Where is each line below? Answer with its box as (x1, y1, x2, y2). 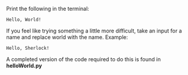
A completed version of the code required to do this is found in (6, 56, 161, 62)
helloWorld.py (6, 62, 43, 69)
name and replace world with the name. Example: (6, 34, 128, 41)
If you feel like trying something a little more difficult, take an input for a (6, 27, 183, 34)
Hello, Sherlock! (6, 45, 50, 51)
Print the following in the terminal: (6, 5, 90, 12)
